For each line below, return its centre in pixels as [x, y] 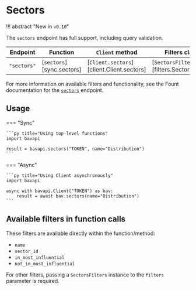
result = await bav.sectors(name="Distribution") [78, 196]
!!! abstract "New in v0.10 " [38, 26]
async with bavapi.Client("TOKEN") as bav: [60, 191]
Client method [117, 52]
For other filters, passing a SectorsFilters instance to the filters [85, 274]
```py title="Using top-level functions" [57, 133]
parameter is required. [33, 281]
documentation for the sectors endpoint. [55, 90]
